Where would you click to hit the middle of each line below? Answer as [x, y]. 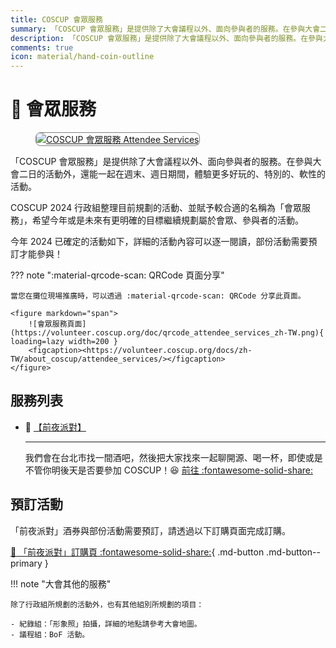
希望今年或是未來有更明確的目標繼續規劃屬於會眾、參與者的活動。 [167, 220]
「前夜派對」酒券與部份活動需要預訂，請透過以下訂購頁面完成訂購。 [150, 530]
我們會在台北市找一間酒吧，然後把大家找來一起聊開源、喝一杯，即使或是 [173, 457]
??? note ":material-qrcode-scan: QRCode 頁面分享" [117, 275]
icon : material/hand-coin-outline [82, 57]
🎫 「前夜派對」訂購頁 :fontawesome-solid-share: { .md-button [137, 552]
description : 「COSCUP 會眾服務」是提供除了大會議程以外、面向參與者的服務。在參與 [166, 38]
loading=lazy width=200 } [64, 342]
